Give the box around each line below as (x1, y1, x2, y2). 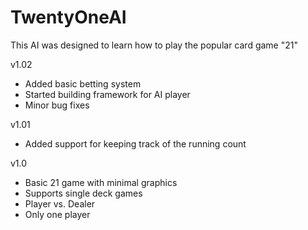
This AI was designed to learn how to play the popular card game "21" (10, 39, 298, 51)
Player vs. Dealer (24, 197, 96, 210)
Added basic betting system (24, 77, 142, 90)
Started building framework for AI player (24, 88, 191, 100)
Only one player (24, 208, 91, 220)
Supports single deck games (24, 187, 143, 199)
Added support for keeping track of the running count (24, 137, 247, 150)
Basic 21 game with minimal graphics (24, 176, 178, 188)
